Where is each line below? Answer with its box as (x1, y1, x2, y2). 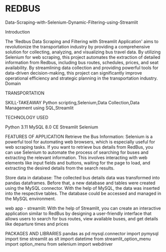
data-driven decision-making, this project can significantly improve (5, 70, 142, 76)
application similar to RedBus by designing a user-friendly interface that (5, 210, 152, 216)
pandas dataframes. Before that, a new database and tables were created (5, 180, 156, 186)
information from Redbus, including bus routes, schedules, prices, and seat (5, 59, 159, 65)
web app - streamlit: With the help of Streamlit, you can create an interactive (5, 205, 161, 211)
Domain (5, 80, 21, 86)
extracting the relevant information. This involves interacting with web (5, 154, 148, 161)
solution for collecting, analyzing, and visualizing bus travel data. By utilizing (5, 49, 161, 55)
